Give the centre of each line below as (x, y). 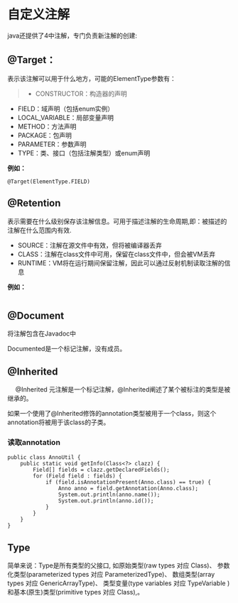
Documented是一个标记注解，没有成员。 (67, 349)
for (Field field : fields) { (77, 476)
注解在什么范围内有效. (40, 230)
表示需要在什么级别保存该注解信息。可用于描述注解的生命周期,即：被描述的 (117, 221)
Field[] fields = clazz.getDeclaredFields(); (102, 470)
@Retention (34, 203)
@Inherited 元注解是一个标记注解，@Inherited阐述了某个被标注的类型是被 (123, 389)
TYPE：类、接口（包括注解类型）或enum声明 (84, 153)
